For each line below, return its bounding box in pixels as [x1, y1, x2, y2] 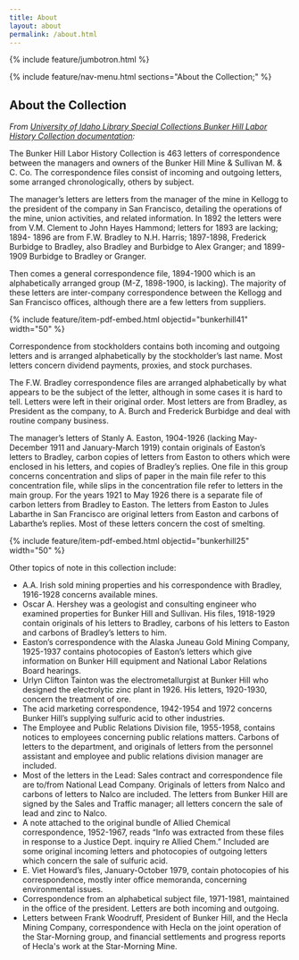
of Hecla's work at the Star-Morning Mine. [21, 941, 178, 952]
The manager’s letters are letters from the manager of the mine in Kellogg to [9, 194, 288, 205]
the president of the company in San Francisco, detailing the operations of [9, 203, 283, 215]
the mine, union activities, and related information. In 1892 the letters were [9, 213, 282, 224]
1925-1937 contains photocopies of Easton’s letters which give [21, 646, 253, 658]
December [9, 442, 48, 453]
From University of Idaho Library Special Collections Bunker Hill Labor [9, 122, 268, 132]
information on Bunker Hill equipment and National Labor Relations [21, 656, 268, 667]
